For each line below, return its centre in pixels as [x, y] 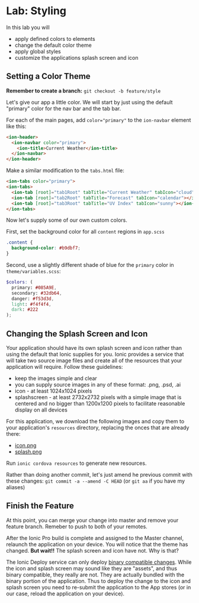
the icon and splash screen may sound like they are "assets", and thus [92, 568]
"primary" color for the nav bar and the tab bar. [64, 109]
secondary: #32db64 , [37, 293]
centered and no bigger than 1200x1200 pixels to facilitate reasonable [100, 403]
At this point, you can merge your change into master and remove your [92, 520]
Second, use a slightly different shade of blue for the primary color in [90, 265]
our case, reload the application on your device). [65, 594]
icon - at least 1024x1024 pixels [53, 391]
